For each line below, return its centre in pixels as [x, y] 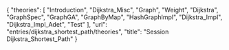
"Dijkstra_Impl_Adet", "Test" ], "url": [57, 24]
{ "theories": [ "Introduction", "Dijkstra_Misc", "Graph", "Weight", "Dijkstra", [112, 10]
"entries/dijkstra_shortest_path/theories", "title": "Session [88, 32]
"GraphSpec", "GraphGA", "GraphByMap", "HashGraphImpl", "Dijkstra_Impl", [115, 17]
